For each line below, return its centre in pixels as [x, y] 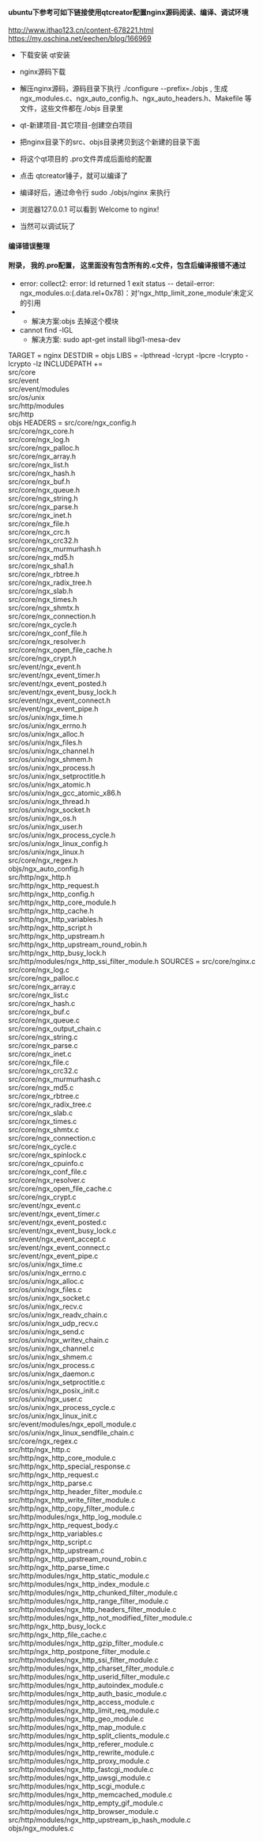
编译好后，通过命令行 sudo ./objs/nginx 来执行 [95, 192]
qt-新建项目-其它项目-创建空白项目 [76, 125]
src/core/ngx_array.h [42, 456]
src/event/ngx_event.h [45, 667]
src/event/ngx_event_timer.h [54, 675]
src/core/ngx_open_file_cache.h [60, 650]
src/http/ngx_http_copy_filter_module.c [72, 1508]
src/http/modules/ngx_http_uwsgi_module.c [80, 1778]
